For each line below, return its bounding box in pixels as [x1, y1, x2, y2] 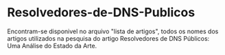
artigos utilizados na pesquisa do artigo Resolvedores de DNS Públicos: [7, 34, 210, 42]
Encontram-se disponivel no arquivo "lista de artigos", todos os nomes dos [7, 27, 219, 35]
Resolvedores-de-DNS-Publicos [7, 5, 196, 20]
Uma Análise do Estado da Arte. [7, 41, 97, 50]
